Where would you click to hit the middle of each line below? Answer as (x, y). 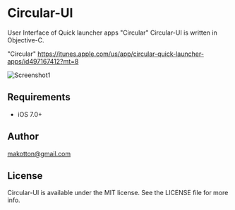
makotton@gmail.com (39, 153)
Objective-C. (26, 40)
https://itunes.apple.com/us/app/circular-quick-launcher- (121, 54)
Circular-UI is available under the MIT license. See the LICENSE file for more (118, 193)
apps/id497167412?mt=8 (43, 61)
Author (23, 137)
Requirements (39, 97)
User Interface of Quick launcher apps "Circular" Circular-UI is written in (112, 33)
